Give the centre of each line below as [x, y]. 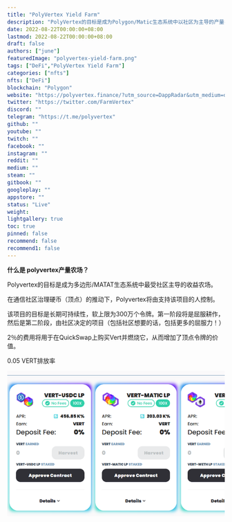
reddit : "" [23, 161]
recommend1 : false [33, 248]
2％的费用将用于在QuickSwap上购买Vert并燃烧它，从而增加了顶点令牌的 [110, 337]
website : [20, 95]
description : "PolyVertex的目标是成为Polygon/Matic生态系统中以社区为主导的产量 [116, 22]
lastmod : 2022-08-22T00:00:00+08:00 [60, 37]
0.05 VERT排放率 [31, 361]
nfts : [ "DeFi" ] [29, 80]
